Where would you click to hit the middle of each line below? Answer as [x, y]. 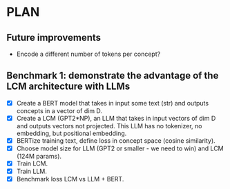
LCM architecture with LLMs [68, 87]
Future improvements [54, 38]
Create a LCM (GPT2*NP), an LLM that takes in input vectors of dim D [116, 118]
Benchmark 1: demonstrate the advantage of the [113, 76]
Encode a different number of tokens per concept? [88, 54]
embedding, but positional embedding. [71, 133]
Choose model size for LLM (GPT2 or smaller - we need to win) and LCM [120, 148]
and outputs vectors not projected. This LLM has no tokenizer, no [109, 126]
